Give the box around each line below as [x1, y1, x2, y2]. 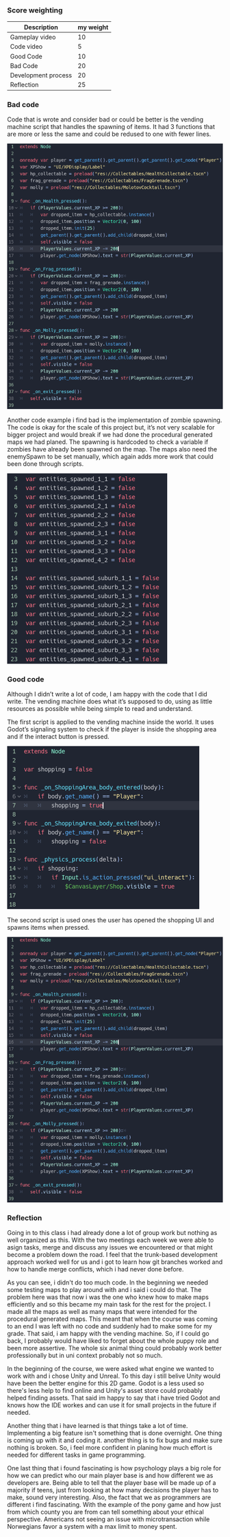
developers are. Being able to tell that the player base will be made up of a [7, 1479, 216, 1487]
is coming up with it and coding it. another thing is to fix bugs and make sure [7, 1436, 222, 1444]
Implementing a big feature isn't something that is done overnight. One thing [7, 1429, 222, 1438]
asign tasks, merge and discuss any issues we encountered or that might [7, 1243, 214, 1252]
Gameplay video [10, 33, 56, 41]
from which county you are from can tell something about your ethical [7, 1508, 204, 1516]
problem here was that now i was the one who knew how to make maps [7, 1293, 209, 1302]
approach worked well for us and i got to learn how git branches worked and [7, 1258, 223, 1266]
